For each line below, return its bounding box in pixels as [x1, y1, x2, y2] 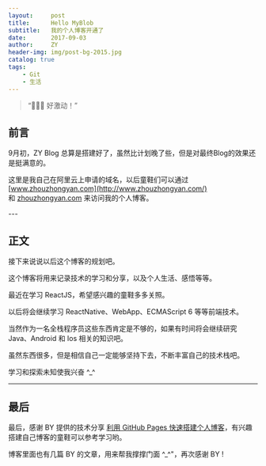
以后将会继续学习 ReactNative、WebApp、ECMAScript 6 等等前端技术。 [8, 307, 244, 316]
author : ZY [8, 41, 59, 49]
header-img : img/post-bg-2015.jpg [8, 48, 123, 56]
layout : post [8, 11, 66, 20]
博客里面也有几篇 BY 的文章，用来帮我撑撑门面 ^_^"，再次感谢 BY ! [8, 449, 224, 459]
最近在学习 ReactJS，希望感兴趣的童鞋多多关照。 [8, 290, 169, 300]
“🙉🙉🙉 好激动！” [27, 100, 78, 110]
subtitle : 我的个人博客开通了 [8, 26, 104, 34]
